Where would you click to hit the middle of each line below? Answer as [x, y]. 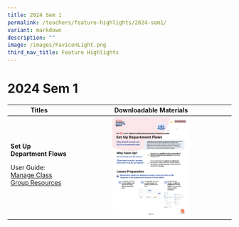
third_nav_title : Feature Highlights [63, 53]
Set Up [21, 146]
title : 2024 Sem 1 [34, 15]
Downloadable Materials [151, 110]
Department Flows [38, 154]
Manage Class [31, 175]
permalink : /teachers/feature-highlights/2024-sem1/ [87, 22]
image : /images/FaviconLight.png [57, 45]
